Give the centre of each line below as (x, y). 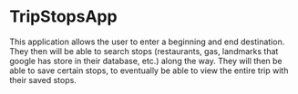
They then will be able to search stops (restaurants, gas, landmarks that (144, 51)
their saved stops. (43, 80)
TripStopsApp (63, 17)
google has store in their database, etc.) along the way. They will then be (146, 61)
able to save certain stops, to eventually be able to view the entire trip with (149, 70)
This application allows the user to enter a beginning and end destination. (147, 42)
